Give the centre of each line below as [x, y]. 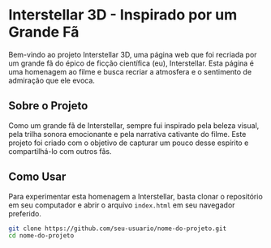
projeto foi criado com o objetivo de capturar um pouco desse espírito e [129, 143]
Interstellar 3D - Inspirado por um [123, 15]
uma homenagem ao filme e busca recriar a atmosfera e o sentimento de [130, 71]
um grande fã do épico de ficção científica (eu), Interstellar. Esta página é [131, 63]
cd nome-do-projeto [41, 236]
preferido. [25, 213]
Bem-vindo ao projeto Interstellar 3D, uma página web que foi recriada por [133, 54]
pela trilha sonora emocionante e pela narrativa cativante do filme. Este [127, 134]
